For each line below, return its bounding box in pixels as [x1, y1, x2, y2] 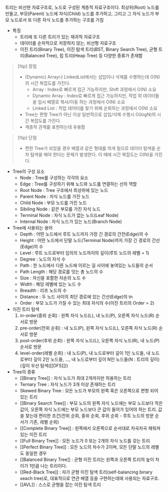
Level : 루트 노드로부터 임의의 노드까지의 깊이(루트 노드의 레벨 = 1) [19, 250, 149, 256]
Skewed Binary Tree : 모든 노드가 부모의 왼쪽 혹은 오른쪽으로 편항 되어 [19, 388, 158, 393]
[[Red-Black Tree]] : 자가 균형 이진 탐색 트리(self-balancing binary [19, 469, 152, 475]
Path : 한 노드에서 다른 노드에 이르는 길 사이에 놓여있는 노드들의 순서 [19, 263, 153, 268]
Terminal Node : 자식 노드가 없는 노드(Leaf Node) [19, 212, 119, 218]
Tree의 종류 [12, 369, 35, 375]
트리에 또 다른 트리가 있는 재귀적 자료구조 [19, 34, 100, 40]
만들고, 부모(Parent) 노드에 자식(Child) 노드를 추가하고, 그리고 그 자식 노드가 [5, 11, 154, 17]
